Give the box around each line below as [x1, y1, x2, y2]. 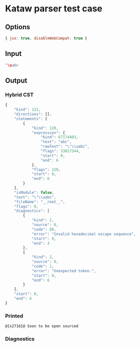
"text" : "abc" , [40, 139, 72, 144]
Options [5, 23, 31, 31]
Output [5, 76, 27, 85]
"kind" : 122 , [14, 107, 41, 112]
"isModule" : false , [14, 190, 54, 195]
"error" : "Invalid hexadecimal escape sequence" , [31, 231, 136, 236]
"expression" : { [31, 130, 65, 135]
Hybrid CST [5, 91, 34, 98]
